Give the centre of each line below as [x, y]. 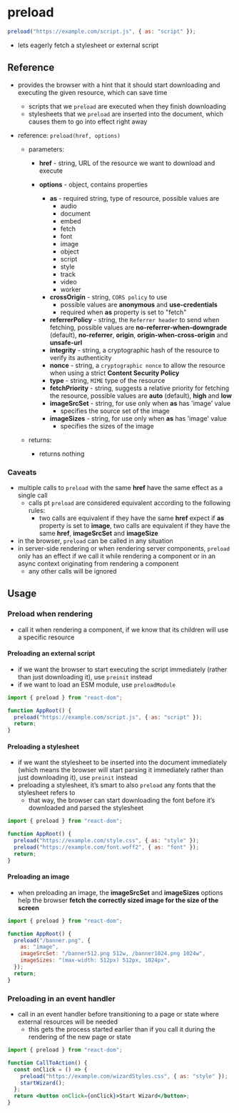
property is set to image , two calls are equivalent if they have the [134, 525]
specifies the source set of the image [115, 411]
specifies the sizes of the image [107, 426]
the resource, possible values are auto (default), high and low [141, 395]
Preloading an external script [51, 654]
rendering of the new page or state [80, 1037]
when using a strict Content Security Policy [115, 373]
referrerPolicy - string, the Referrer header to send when [134, 319]
